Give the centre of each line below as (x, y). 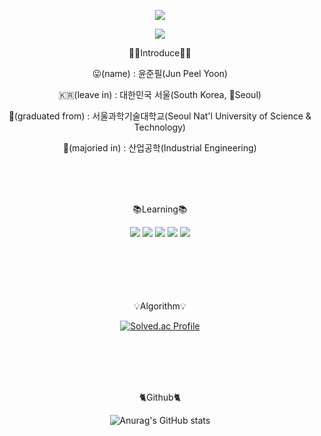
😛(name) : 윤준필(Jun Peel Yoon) (160, 73)
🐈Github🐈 (160, 397)
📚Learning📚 (160, 209)
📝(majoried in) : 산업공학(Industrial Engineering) (160, 148)
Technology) (160, 127)
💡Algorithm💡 (160, 306)
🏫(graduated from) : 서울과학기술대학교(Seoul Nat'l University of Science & (160, 116)
